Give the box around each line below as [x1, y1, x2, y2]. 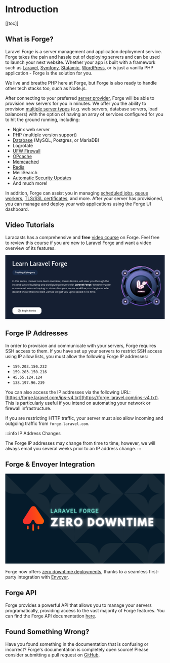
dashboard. [5, 206, 29, 212]
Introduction [5, 4, 59, 15]
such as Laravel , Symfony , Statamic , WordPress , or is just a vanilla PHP [5, 64, 154, 70]
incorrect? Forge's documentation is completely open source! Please [5, 646, 149, 652]
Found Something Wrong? [5, 628, 90, 636]
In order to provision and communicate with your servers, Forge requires [5, 342, 156, 348]
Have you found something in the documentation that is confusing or [5, 641, 149, 647]
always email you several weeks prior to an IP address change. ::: [5, 445, 142, 451]
